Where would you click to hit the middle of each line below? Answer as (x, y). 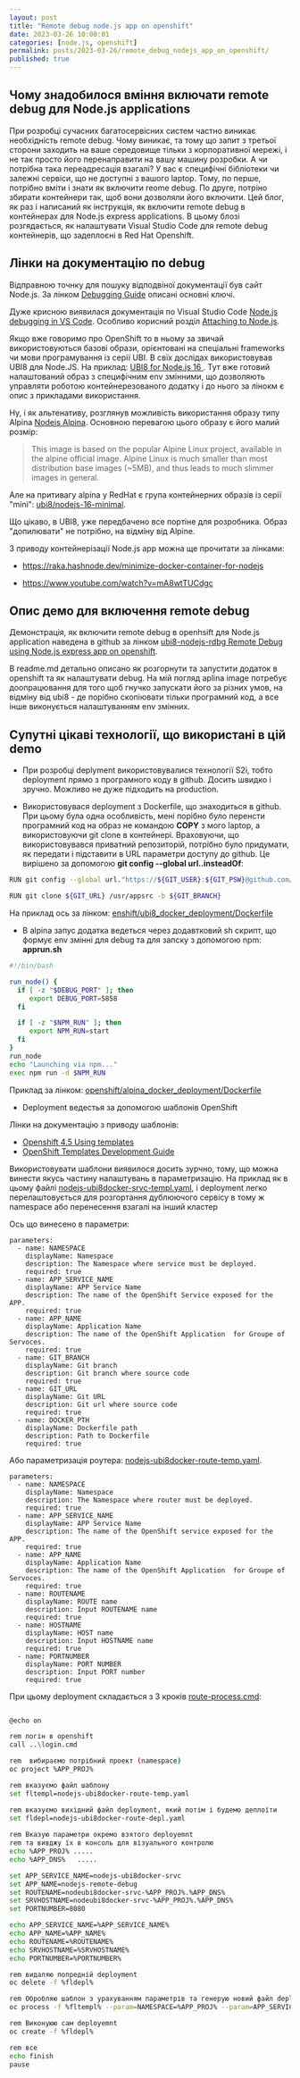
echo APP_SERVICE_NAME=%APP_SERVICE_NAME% (89, 1925)
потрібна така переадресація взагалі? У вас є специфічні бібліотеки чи (144, 168)
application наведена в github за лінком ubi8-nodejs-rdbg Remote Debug (146, 642)
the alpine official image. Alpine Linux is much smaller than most (149, 458)
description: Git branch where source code (108, 1373)
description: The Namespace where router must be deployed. (139, 1500)
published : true (39, 59)
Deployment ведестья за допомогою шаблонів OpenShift (130, 1107)
